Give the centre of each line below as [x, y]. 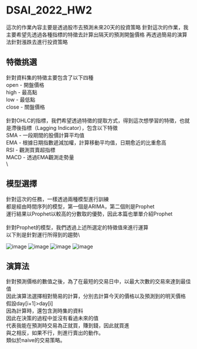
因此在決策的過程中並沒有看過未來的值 [52, 318]
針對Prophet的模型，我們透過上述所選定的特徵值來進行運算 [77, 227]
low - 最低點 [21, 99]
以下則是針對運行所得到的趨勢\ [43, 234]
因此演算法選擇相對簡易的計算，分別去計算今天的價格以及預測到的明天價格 [96, 296]
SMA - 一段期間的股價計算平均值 [45, 135]
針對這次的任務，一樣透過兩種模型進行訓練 [57, 199]
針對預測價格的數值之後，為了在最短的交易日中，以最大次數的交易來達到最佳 [98, 281]
